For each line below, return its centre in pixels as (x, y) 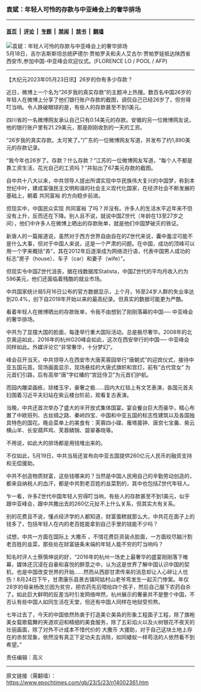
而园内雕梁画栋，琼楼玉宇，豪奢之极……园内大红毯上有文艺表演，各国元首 (97, 387)
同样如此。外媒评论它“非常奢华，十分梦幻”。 (61, 347)
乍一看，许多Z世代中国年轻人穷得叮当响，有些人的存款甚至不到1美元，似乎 (98, 496)
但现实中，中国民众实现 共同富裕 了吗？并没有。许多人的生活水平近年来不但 (99, 208)
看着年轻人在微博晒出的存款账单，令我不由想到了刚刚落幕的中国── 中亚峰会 (100, 312)
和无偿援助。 (22, 463)
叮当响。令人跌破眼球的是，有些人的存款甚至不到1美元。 (75, 107)
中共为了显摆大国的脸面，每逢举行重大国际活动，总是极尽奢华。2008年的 (97, 332)
